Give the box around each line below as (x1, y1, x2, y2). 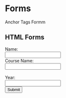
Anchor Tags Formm (5, 19, 46, 25)
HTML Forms (5, 33, 45, 41)
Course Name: (5, 58, 34, 63)
